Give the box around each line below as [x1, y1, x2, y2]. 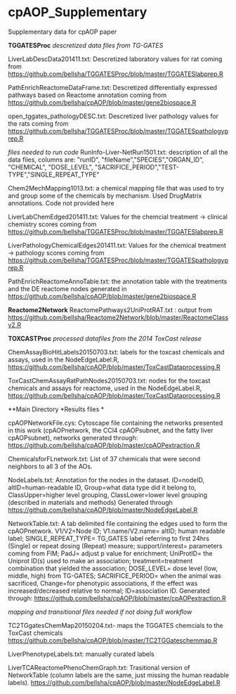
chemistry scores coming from [8, 219, 97, 229]
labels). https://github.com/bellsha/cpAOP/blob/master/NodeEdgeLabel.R [8, 678, 221, 686]
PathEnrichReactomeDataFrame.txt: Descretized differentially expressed [8, 83, 217, 91]
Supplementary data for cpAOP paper [8, 27, 117, 36]
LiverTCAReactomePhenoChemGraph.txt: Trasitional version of [8, 663, 190, 671]
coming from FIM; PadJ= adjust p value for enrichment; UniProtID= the [8, 549, 213, 558]
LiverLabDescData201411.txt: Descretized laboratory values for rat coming [8, 54, 223, 63]
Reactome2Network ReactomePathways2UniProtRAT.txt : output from [8, 305, 213, 314]
